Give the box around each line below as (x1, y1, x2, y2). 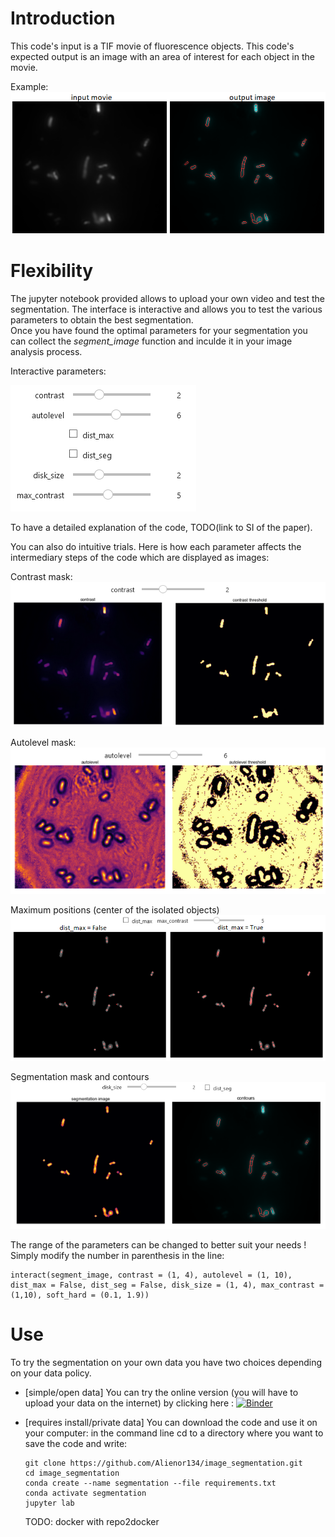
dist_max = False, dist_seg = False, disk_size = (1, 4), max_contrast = (10, 1280, 325, 1290)
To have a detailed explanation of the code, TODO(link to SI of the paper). (10, 522, 313, 534)
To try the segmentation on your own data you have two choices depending (10, 1356, 323, 1368)
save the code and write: (24, 1437, 128, 1449)
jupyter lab (24, 1498, 75, 1508)
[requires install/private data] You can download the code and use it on (24, 1416, 318, 1428)
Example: (10, 80, 49, 92)
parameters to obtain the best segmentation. (10, 314, 194, 326)
